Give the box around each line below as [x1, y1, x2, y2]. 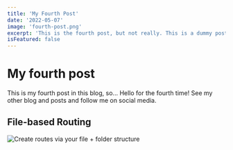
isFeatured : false [7, 36, 60, 43]
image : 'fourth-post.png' [7, 23, 82, 30]
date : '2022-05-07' [7, 17, 64, 24]
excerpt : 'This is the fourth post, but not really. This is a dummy [7, 29, 213, 37]
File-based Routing [7, 116, 92, 128]
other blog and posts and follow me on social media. [7, 97, 157, 105]
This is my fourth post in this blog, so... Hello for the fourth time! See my [7, 89, 213, 97]
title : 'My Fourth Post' [7, 10, 79, 17]
